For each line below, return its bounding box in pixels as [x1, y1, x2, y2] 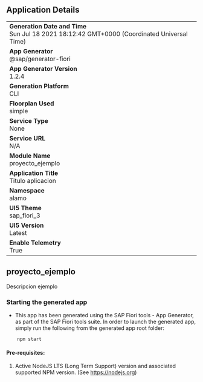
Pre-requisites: [6, 349, 45, 356]
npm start [17, 336, 42, 342]
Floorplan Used [9, 99, 54, 108]
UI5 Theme [9, 203, 42, 212]
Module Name [9, 151, 51, 160]
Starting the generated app [6, 298, 88, 306]
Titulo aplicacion [9, 176, 56, 185]
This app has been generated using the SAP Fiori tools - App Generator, [14, 311, 195, 318]
